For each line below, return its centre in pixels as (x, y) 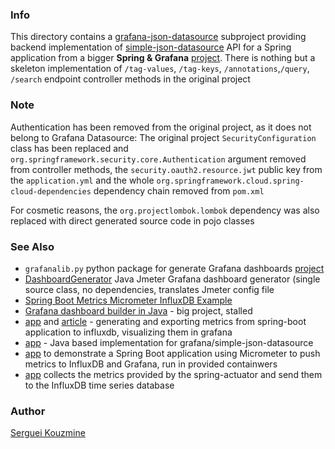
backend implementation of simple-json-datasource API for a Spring (151, 47)
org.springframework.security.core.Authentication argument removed (158, 159)
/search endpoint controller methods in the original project (130, 79)
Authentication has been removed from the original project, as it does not (161, 127)
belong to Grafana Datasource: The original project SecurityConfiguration (163, 137)
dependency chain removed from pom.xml (179, 190)
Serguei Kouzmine (48, 433)
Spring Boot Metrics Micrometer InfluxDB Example (128, 300)
